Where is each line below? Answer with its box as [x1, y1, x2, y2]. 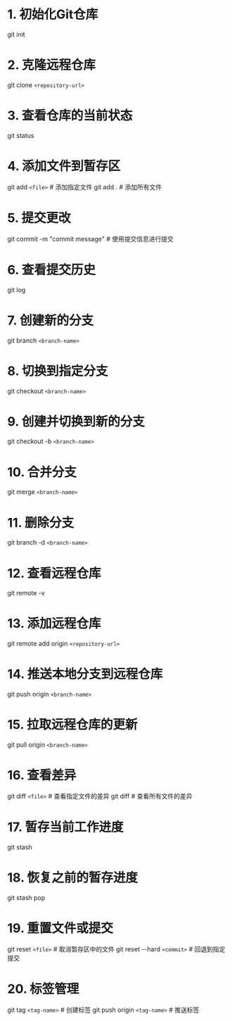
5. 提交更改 [7, 210, 71, 226]
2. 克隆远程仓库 [7, 57, 96, 73]
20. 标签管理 [7, 981, 79, 996]
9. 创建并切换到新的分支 [7, 413, 146, 429]
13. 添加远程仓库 [7, 616, 101, 632]
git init [7, 30, 26, 39]
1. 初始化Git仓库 [7, 6, 98, 23]
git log [7, 286, 26, 294]
